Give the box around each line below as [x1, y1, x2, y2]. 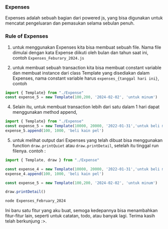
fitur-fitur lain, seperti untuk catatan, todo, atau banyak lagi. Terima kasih [5, 213, 155, 219]
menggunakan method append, [12, 109, 77, 115]
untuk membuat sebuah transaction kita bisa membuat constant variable [12, 64, 161, 71]
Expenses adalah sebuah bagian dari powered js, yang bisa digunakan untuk [5, 15, 163, 21]
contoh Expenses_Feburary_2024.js [12, 55, 84, 61]
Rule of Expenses [5, 33, 48, 40]
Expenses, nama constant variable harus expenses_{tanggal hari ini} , [12, 75, 159, 81]
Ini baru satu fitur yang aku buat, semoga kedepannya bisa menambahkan [5, 207, 158, 213]
